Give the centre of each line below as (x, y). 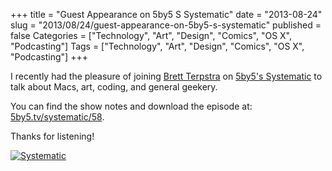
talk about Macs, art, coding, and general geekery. (114, 87)
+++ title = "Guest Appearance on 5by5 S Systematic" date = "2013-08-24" (166, 14)
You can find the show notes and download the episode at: (131, 106)
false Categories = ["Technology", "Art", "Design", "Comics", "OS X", (151, 35)
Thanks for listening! (52, 136)
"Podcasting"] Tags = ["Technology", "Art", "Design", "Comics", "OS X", (157, 46)
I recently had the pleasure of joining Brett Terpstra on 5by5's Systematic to (166, 76)
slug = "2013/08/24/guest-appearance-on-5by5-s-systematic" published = (166, 25)
